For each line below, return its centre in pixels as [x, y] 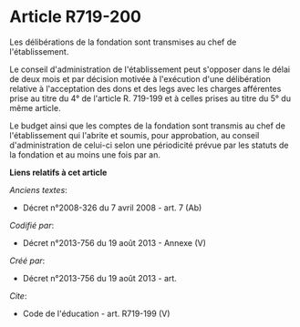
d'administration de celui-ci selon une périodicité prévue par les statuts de [149, 145]
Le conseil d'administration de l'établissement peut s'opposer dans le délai [150, 69]
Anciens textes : [39, 189]
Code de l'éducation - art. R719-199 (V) [96, 313]
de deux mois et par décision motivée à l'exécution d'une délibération [140, 78]
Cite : [18, 296]
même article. [35, 107]
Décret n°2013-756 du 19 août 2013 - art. [100, 278]
